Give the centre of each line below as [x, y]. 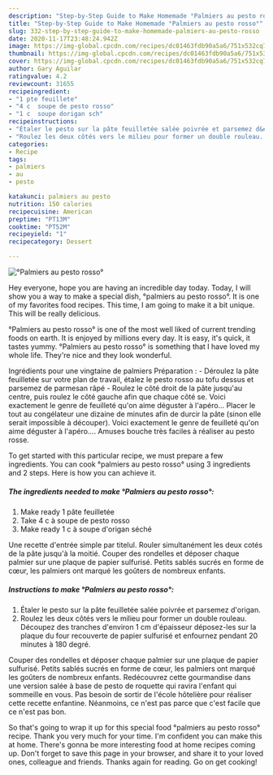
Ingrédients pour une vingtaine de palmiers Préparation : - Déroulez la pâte [134, 371]
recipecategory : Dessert [50, 242]
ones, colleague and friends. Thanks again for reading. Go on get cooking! [133, 762]
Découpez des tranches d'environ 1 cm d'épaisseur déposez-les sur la [138, 626]
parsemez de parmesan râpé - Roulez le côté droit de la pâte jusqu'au [126, 388]
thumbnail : [27, 54]
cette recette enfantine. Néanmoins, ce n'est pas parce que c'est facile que [134, 703]
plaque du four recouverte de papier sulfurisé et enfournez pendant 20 [139, 635]
